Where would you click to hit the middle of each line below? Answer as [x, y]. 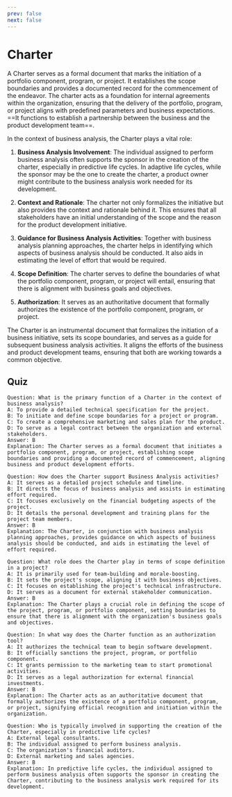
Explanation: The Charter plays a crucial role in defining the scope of [116, 605]
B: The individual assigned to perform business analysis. [94, 744]
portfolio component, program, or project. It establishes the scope [102, 81]
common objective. [35, 360]
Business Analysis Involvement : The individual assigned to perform [115, 152]
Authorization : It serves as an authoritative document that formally [113, 302]
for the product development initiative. [72, 225]
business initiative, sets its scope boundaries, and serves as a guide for [109, 338]
